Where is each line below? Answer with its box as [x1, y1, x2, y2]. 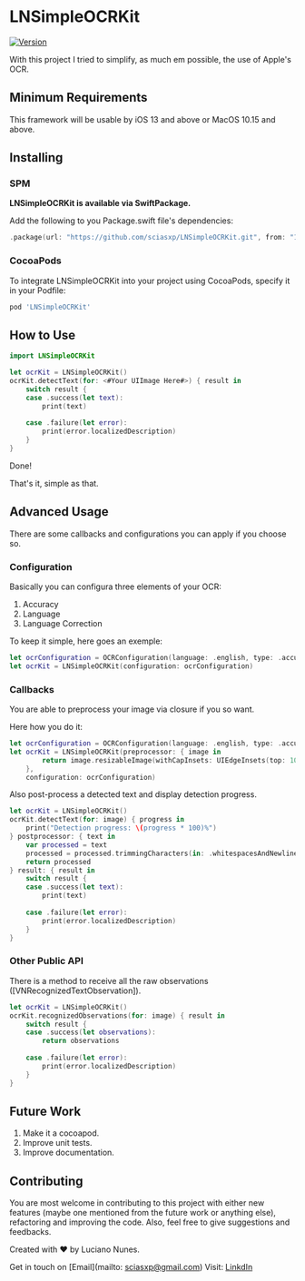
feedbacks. [9, 1227, 52, 1237]
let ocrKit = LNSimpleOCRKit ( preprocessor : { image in [9, 747, 221, 756]
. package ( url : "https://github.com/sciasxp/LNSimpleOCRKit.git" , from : [9, 233, 286, 242]
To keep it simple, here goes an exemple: [9, 636, 163, 646]
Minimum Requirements [9, 90, 148, 105]
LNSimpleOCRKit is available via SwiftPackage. [9, 198, 192, 209]
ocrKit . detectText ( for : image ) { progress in [9, 815, 184, 824]
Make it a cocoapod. [22, 1128, 100, 1138]
